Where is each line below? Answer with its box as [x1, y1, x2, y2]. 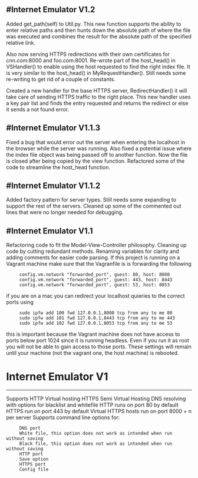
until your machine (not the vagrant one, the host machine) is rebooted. [6, 350, 179, 357]
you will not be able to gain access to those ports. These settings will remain [6, 343, 192, 350]
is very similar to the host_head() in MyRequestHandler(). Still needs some [6, 69, 186, 76]
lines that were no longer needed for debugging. [6, 209, 124, 216]
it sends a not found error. [6, 106, 70, 113]
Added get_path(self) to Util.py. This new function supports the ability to [6, 20, 181, 27]
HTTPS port [19, 461, 46, 467]
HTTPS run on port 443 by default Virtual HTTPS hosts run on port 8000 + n [6, 408, 192, 415]
